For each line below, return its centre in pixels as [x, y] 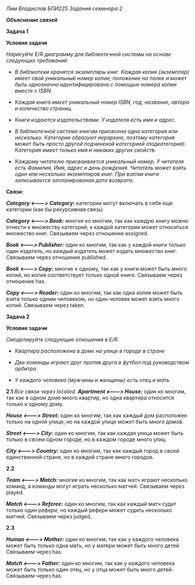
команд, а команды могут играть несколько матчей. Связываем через [95, 486]
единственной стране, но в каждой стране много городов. [80, 457]
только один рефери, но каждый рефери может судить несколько [89, 510]
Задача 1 [17, 31]
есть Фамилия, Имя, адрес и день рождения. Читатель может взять [100, 168]
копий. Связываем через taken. [46, 305]
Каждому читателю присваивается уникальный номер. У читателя [99, 161]
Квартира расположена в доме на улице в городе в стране [90, 351]
